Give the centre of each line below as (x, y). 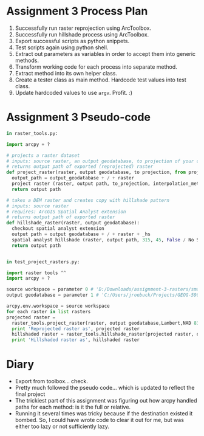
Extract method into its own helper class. (66, 73)
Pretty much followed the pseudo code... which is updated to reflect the (105, 388)
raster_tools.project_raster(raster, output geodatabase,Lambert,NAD (101, 323)
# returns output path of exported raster (61, 217)
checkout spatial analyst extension (58, 229)
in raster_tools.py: (32, 133)
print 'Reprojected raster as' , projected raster (76, 329)
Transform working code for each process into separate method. (96, 67)
